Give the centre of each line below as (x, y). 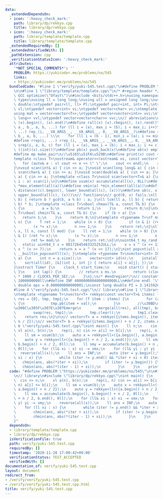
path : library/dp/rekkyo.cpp (43, 23)
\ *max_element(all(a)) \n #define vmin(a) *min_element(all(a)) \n (81, 186)
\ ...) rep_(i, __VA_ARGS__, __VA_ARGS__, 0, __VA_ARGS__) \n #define (84, 132)
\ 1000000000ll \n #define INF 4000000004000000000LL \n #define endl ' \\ (87, 281)
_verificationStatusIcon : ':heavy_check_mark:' (58, 59)
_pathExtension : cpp (30, 55)
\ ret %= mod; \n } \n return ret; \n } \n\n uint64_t (77, 240)
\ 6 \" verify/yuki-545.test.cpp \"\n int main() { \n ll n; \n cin (86, 326)
